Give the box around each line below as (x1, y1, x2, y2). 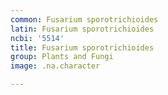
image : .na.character (10, 61, 101, 71)
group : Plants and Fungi (10, 52, 114, 62)
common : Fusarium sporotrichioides (10, 14, 159, 25)
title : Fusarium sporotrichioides (10, 42, 155, 53)
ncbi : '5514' (10, 33, 65, 43)
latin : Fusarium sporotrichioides (10, 24, 155, 34)
